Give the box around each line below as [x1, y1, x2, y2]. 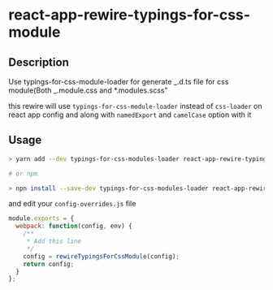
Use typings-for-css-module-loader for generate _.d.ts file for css [8, 77, 229, 86]
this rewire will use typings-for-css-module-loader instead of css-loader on [8, 102, 262, 110]
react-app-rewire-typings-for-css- [8, 6, 250, 24]
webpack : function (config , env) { [15, 222, 132, 231]
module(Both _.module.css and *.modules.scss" [8, 85, 168, 95]
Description [8, 55, 69, 69]
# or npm [8, 169, 38, 178]
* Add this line [26, 237, 82, 245]
